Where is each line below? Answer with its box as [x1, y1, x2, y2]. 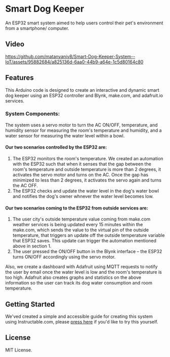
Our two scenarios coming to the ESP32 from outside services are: [5, 205, 148, 211]
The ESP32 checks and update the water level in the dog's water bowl [12, 188, 159, 194]
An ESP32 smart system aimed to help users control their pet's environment [5, 20, 163, 26]
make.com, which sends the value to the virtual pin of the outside [12, 227, 149, 233]
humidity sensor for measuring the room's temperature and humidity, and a [5, 127, 162, 133]
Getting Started [5, 300, 55, 308]
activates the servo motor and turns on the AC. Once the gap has [12, 172, 148, 178]
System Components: [5, 110, 60, 117]
